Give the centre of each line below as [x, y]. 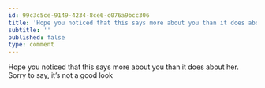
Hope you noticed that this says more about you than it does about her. [123, 67]
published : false [37, 37]
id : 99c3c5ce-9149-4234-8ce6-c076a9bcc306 [79, 15]
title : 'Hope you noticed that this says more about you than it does [127, 23]
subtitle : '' [30, 30]
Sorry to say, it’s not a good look [60, 75]
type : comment [32, 45]
